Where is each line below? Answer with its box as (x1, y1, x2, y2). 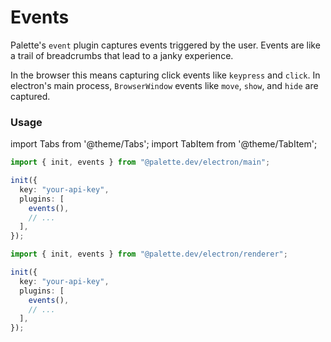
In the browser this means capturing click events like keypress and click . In (10, 69, 321, 81)
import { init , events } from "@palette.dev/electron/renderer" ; (10, 249, 288, 260)
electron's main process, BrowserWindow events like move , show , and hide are (10, 79, 319, 91)
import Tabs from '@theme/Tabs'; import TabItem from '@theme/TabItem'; (10, 138, 318, 150)
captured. (10, 90, 51, 102)
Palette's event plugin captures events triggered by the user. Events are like (10, 39, 321, 51)
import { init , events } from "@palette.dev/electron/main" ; (10, 157, 271, 168)
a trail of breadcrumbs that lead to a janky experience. (10, 49, 234, 61)
